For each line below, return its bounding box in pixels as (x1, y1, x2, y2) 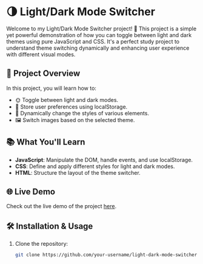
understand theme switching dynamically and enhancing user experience (6, 44, 190, 52)
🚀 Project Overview (6, 69, 81, 79)
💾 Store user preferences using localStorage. (15, 103, 128, 110)
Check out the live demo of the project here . (6, 203, 117, 210)
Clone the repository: (15, 240, 68, 248)
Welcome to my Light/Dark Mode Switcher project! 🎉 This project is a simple (6, 25, 197, 32)
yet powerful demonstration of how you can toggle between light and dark (6, 31, 192, 38)
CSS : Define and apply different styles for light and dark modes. (15, 163, 175, 170)
